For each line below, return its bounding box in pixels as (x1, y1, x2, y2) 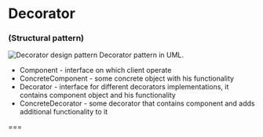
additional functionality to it (19, 107, 108, 117)
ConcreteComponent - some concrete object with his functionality (19, 74, 234, 83)
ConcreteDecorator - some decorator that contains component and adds (19, 99, 255, 108)
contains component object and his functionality (19, 91, 177, 100)
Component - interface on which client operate (19, 66, 172, 75)
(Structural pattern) (8, 33, 85, 44)
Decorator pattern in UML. (99, 50, 184, 59)
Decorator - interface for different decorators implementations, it (19, 82, 229, 92)
